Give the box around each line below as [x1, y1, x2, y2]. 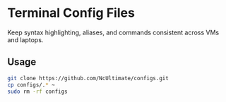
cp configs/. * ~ [7, 81, 55, 89]
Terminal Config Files [7, 5, 136, 21]
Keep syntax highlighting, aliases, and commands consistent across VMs [7, 28, 220, 37]
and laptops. [7, 35, 44, 44]
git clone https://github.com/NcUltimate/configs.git [7, 75, 169, 82]
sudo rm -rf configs [7, 88, 69, 95]
